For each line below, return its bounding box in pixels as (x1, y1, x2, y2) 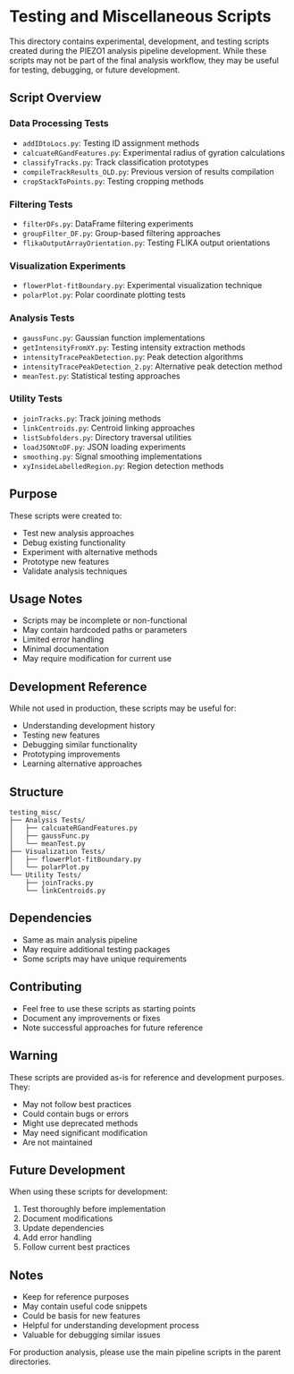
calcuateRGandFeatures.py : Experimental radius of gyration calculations (21, 147, 286, 158)
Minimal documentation (21, 644, 110, 654)
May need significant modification (21, 1127, 148, 1138)
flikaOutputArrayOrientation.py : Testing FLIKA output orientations (21, 237, 271, 248)
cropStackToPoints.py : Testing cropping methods (21, 175, 204, 186)
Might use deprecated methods (21, 1117, 139, 1129)
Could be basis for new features (21, 1310, 141, 1321)
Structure (9, 784, 64, 799)
